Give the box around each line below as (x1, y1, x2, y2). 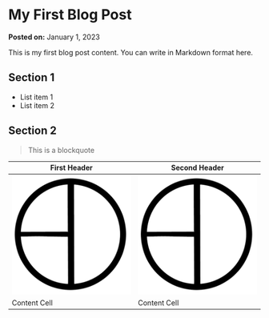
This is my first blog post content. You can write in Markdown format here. (8, 47, 254, 57)
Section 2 (8, 124, 58, 138)
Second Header (171, 163, 224, 173)
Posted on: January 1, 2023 (8, 32, 100, 42)
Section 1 (8, 70, 54, 85)
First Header (50, 163, 94, 173)
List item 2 (19, 100, 54, 110)
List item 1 (19, 92, 54, 102)
